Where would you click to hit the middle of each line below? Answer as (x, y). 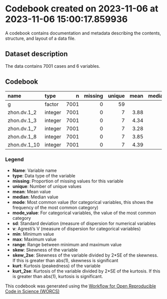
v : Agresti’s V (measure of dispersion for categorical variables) (77, 228)
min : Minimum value (33, 234)
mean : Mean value (32, 191)
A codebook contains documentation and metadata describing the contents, (83, 33)
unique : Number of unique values (47, 186)
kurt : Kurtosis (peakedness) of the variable (56, 266)
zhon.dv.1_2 (22, 112)
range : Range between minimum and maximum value (67, 244)
